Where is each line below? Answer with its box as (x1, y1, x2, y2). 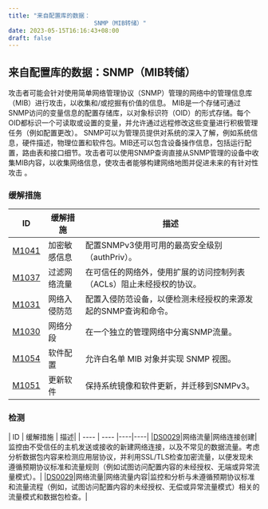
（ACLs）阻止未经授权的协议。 (85, 278, 202, 290)
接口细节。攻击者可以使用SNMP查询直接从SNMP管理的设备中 (49, 148, 253, 158)
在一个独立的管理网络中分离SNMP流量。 (85, 326, 237, 337)
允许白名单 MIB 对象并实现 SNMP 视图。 (85, 353, 236, 365)
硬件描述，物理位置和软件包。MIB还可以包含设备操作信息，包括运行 (22, 138, 245, 148)
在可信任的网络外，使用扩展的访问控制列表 (85, 266, 246, 278)
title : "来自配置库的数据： (8, 11, 91, 20)
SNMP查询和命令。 (100, 306, 173, 317)
